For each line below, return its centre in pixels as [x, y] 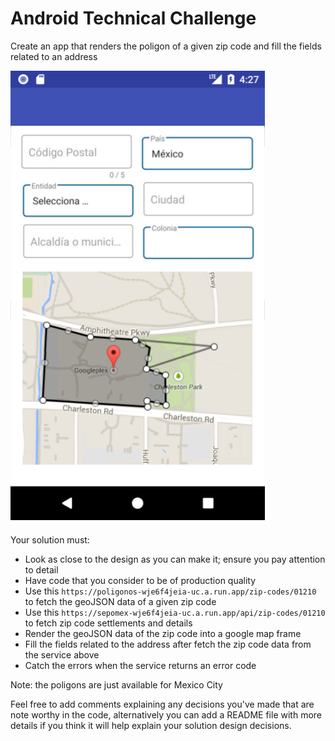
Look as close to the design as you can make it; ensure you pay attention [175, 559]
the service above [62, 654]
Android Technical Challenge [133, 18]
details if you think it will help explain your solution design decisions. [151, 725]
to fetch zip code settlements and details [108, 623]
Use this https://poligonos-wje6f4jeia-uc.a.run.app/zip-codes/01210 [170, 591]
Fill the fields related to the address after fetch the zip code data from [168, 644]
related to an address [54, 56]
